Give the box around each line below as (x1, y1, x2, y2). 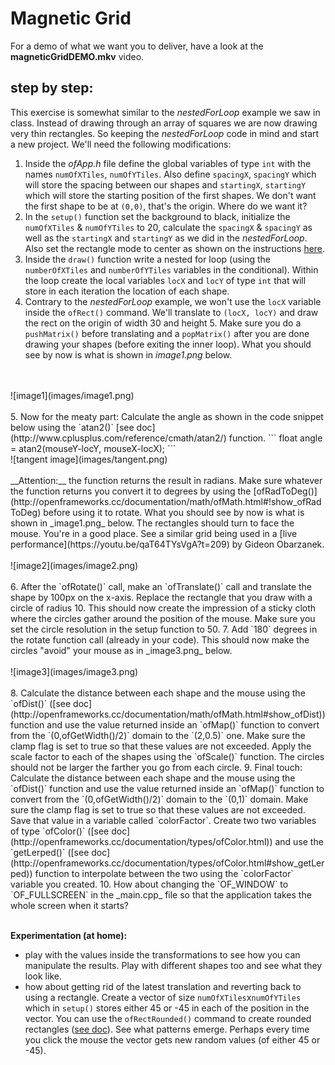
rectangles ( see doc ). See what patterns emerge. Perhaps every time (24, 1023, 310, 1035)
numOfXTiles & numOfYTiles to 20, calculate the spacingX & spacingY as (24, 221, 313, 233)
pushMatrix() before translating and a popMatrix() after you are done (24, 327, 310, 339)
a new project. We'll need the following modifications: (10, 138, 232, 150)
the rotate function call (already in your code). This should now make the (10, 633, 310, 646)
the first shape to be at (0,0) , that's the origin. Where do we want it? (24, 200, 308, 212)
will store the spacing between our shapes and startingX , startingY (24, 178, 307, 191)
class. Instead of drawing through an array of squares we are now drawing (10, 117, 318, 129)
